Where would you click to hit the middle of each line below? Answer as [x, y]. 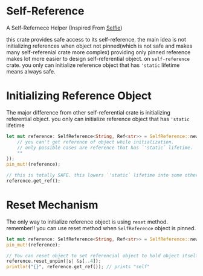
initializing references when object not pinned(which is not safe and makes [99, 46]
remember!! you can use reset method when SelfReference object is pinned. [101, 228]
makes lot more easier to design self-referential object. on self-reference [98, 58]
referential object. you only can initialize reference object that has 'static [98, 119]
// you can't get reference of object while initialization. [95, 142]
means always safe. [31, 71]
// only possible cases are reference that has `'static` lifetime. [105, 148]
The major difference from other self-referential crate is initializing [89, 112]
